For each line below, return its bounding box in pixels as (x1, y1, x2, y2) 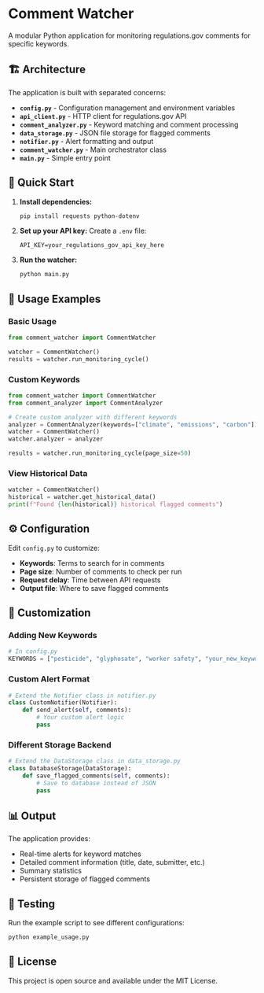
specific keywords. (8, 39, 69, 48)
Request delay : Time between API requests (19, 575, 161, 585)
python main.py (19, 271, 70, 279)
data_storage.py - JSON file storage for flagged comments (19, 127, 211, 138)
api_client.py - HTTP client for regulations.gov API (19, 111, 187, 120)
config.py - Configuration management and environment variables (19, 103, 236, 113)
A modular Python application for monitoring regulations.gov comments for (8, 31, 251, 40)
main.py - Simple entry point (19, 153, 112, 162)
